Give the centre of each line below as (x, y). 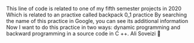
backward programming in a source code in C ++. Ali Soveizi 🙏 (84, 34)
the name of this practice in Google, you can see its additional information (97, 21)
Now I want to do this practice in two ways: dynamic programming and (93, 27)
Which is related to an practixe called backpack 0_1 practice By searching (97, 15)
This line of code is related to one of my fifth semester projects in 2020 (94, 9)
